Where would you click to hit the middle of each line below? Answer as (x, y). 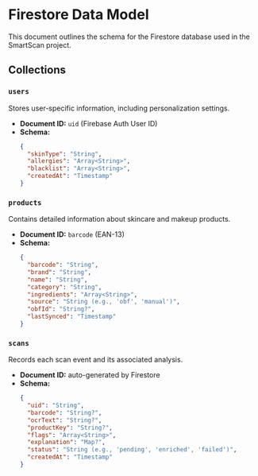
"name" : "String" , (58, 280)
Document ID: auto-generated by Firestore (90, 375)
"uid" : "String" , (56, 406)
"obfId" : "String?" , (61, 309)
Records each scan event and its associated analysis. (96, 360)
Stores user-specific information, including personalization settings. (119, 108)
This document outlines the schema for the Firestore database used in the (129, 37)
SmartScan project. (40, 45)
